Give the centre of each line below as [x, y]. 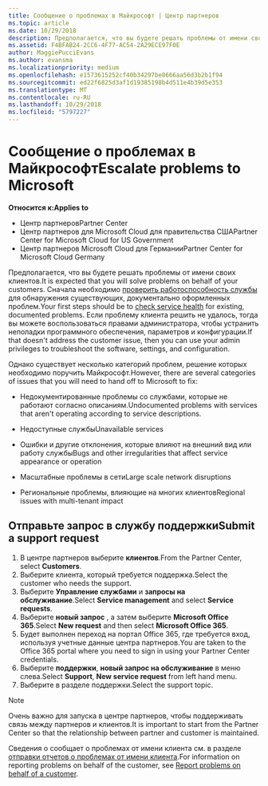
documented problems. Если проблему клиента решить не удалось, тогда [133, 314]
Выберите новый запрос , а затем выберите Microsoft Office [124, 617]
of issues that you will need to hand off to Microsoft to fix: [103, 381]
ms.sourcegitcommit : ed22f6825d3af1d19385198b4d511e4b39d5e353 [116, 82]
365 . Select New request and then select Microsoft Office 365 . [124, 625]
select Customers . [51, 566]
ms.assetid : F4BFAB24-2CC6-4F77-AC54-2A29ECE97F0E [94, 45]
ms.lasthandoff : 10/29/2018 [55, 105]
